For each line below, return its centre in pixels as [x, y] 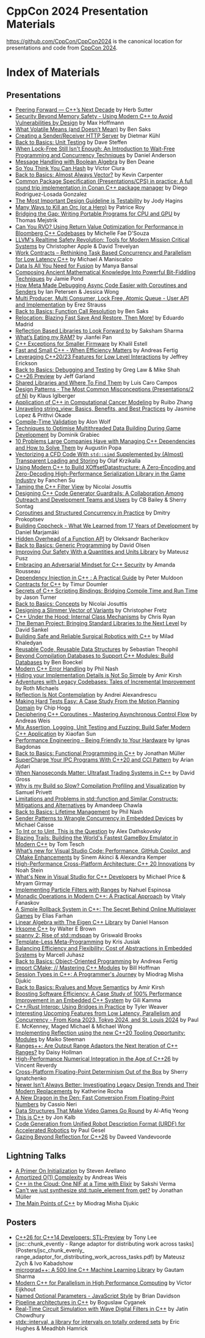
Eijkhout [25, 1289]
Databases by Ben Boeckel [49, 662]
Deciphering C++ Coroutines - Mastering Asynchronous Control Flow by [106, 714]
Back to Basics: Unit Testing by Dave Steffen [71, 142]
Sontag [24, 506]
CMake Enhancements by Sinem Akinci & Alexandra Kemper [91, 857]
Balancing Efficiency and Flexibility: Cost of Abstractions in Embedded [103, 948]
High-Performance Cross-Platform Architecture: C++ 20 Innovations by [105, 863]
